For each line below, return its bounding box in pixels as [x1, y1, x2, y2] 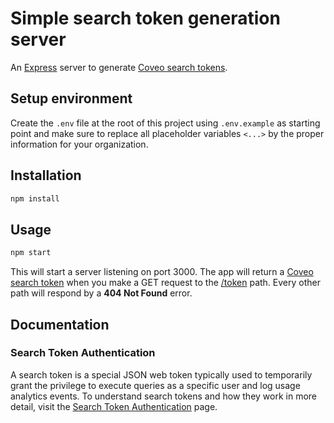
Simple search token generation [10, 7, 281, 30]
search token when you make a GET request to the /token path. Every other [10, 277, 321, 289]
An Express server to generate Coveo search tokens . [10, 61, 228, 73]
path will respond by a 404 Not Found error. [10, 287, 193, 299]
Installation [10, 167, 82, 184]
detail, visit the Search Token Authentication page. [10, 400, 218, 412]
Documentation [10, 316, 110, 333]
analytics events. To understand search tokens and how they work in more [10, 390, 317, 402]
